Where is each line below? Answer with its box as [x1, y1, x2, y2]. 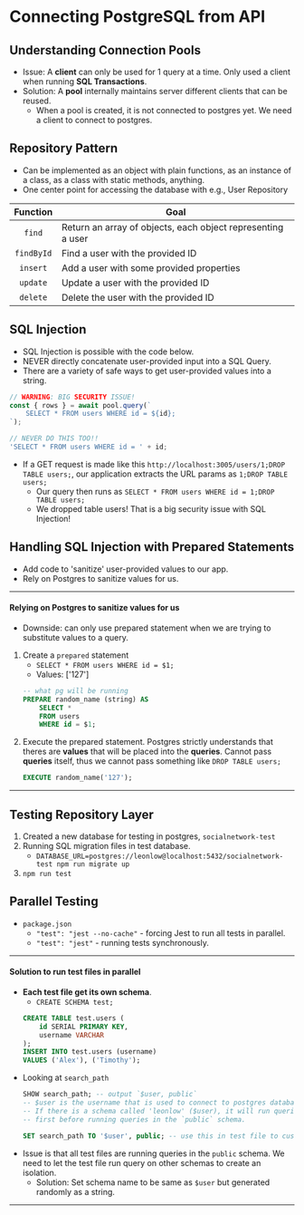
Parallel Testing [9, 894, 99, 910]
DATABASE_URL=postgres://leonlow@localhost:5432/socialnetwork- [35, 852, 284, 861]
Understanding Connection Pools [9, 43, 202, 58]
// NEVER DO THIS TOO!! [9, 434, 100, 443]
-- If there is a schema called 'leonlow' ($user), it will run [22, 1106, 271, 1115]
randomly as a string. [35, 1186, 116, 1197]
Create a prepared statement [22, 650, 129, 661]
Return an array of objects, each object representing [62, 220, 284, 233]
